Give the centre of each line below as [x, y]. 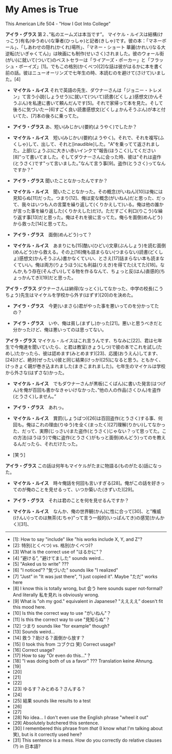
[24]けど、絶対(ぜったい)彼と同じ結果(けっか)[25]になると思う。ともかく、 [84, 360]
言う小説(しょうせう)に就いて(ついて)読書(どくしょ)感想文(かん [92, 97]
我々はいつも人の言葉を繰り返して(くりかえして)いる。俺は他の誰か [93, 204]
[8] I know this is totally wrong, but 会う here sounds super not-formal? [88, 588]
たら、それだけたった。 [55, 444]
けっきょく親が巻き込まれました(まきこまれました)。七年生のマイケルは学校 [85, 366]
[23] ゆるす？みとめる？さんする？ [49, 689]
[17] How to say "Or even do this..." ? [51, 655]
